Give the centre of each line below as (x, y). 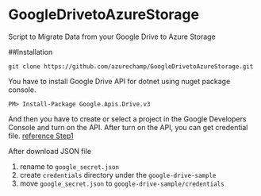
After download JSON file (50, 151)
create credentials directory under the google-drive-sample (118, 175)
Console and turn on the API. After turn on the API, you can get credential (128, 127)
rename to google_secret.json (69, 166)
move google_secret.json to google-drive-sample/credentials (122, 183)
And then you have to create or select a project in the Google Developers (127, 119)
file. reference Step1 (41, 136)
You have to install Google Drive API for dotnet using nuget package (119, 81)
